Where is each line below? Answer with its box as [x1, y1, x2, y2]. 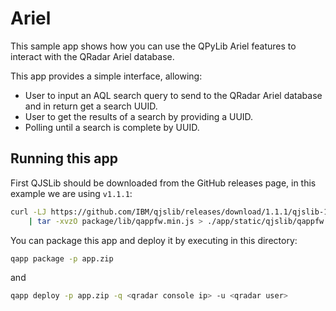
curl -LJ [10, 207, 47, 217]
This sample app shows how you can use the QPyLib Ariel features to [10, 40, 297, 52]
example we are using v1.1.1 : [10, 187, 133, 199]
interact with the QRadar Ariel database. [10, 50, 175, 62]
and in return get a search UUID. [24, 100, 158, 112]
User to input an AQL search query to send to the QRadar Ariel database [24, 89, 323, 101]
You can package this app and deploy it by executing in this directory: [10, 234, 298, 246]
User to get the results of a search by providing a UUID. [24, 110, 254, 122]
